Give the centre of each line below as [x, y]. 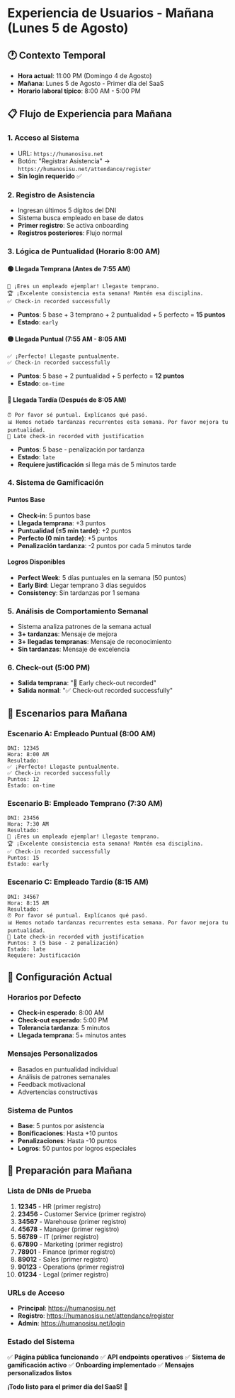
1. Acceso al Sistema [43, 138]
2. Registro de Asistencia [51, 195]
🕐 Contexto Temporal [57, 55]
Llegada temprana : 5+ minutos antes [72, 1035]
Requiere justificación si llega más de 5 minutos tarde [97, 464]
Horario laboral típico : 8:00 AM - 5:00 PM [79, 91]
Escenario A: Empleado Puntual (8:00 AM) [81, 733]
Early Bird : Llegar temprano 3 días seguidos [82, 585]
